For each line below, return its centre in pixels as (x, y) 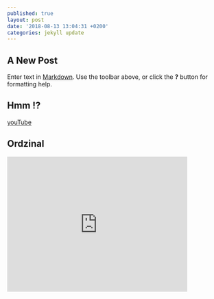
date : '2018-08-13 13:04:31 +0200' (58, 26)
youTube (20, 122)
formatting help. (30, 84)
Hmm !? (24, 106)
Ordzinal (26, 144)
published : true (30, 13)
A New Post (33, 60)
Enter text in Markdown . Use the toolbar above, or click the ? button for (107, 77)
